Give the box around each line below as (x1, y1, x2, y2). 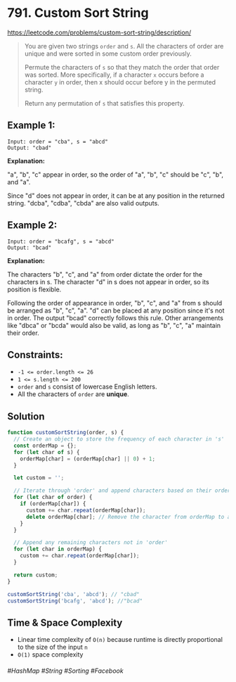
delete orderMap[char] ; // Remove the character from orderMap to (25, 513, 225, 520)
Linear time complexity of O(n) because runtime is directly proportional (17, 636, 223, 644)
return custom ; (13, 572, 58, 579)
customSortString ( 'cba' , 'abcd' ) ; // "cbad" (7, 591, 140, 598)
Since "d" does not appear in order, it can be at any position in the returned (7, 191, 225, 200)
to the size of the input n (17, 643, 88, 652)
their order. (7, 329, 40, 337)
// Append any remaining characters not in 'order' (13, 539, 169, 546)
